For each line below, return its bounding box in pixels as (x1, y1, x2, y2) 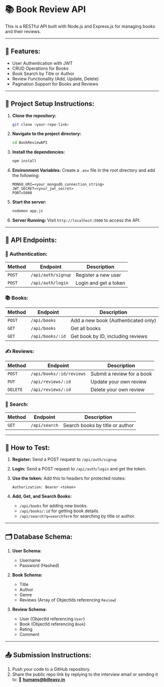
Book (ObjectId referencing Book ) (19, 621, 86, 627)
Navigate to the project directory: (12, 131, 82, 137)
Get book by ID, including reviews (70, 333, 148, 340)
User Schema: (12, 548, 42, 554)
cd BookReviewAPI (12, 140, 48, 145)
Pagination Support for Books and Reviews (12, 81, 99, 87)
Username (19, 557, 41, 564)
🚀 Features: (5, 47, 41, 56)
